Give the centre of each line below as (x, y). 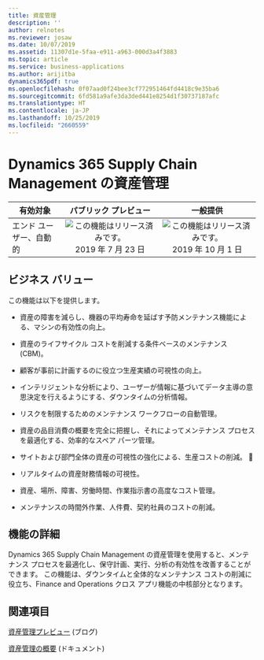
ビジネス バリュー (51, 280)
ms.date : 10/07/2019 (42, 45)
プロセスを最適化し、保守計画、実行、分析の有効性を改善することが (141, 565)
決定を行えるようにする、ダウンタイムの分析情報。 (109, 397)
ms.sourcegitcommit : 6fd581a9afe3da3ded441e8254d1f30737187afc (114, 96)
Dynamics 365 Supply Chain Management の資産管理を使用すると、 (119, 554)
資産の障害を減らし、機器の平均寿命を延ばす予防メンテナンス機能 (126, 317)
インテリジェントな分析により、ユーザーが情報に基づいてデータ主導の (133, 387)
